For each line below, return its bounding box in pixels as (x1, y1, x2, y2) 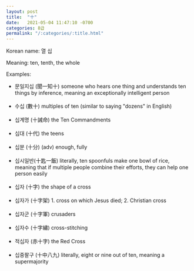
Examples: (6, 71, 31, 78)
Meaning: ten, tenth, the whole (6, 60, 81, 67)
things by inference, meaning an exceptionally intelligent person (14, 90, 170, 97)
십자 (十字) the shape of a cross (14, 183, 91, 190)
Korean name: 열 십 (6, 48, 52, 55)
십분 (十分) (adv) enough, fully (14, 144, 88, 151)
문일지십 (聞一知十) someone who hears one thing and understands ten (14, 83, 186, 90)
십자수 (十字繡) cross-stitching (14, 224, 88, 232)
